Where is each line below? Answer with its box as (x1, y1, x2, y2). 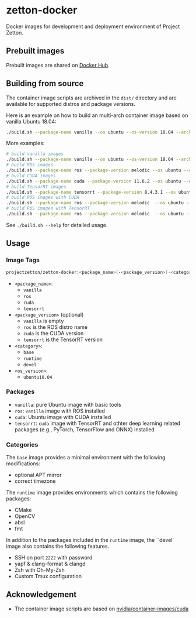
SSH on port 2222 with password (14, 554, 93, 561)
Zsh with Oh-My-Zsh (14, 566, 65, 574)
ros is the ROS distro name (23, 323, 88, 331)
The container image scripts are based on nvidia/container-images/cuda (14, 605, 189, 612)
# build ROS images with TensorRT (6, 205, 90, 211)
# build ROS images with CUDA (6, 194, 80, 201)
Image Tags (6, 256, 40, 264)
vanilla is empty (23, 317, 64, 324)
